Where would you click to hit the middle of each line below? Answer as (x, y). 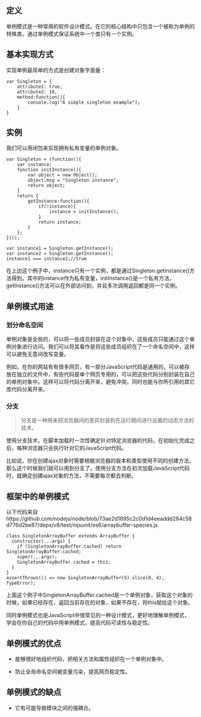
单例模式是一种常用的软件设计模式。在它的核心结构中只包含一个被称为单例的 (100, 26)
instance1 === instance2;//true (46, 259)
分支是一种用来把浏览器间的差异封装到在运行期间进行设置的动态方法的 (107, 420)
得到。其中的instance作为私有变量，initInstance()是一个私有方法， (93, 278)
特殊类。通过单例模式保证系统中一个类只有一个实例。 (72, 34)
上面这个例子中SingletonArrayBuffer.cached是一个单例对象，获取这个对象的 (100, 595)
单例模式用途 (30, 306)
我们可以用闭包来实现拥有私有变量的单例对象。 (64, 148)
